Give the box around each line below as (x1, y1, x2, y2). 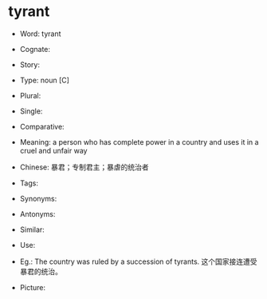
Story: (19, 59, 41, 70)
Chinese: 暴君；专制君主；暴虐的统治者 (19, 162, 149, 172)
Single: (19, 106, 43, 116)
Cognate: (19, 44, 50, 54)
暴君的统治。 (19, 266, 62, 276)
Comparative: (19, 122, 65, 131)
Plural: (19, 90, 41, 100)
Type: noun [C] (19, 75, 70, 85)
